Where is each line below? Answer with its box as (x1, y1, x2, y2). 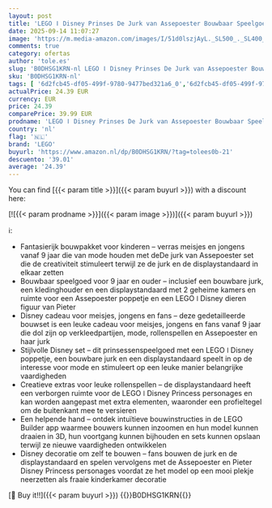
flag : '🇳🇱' (8, 132, 49, 140)
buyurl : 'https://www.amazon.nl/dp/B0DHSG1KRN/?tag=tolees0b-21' (8, 148, 233, 156)
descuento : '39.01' (8, 155, 74, 163)
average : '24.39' (8, 163, 67, 171)
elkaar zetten (19, 268, 65, 278)
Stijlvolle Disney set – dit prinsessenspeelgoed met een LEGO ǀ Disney (19, 346, 254, 355)
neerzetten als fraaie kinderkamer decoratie (19, 475, 168, 484)
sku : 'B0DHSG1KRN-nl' (8, 72, 82, 80)
